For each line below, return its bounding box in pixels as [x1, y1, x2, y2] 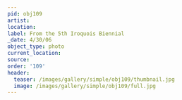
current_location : [7, 50, 61, 57]
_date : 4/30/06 [7, 37, 52, 44]
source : [7, 56, 30, 63]
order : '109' [7, 63, 46, 70]
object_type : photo [7, 43, 65, 50]
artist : [7, 17, 30, 24]
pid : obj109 [7, 10, 42, 18]
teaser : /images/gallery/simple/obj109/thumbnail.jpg [13, 75, 175, 83]
